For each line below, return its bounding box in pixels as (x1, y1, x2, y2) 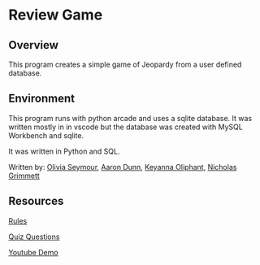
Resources (8, 194, 64, 208)
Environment (8, 92, 76, 106)
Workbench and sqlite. (8, 130, 84, 140)
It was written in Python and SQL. (8, 146, 120, 156)
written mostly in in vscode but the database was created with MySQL (8, 122, 244, 132)
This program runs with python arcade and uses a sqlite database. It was (8, 113, 253, 123)
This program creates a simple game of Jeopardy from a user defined (8, 59, 242, 69)
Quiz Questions (8, 232, 60, 241)
